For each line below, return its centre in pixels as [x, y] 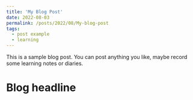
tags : [13, 29]
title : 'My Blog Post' [35, 12]
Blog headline [41, 88]
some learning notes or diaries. [45, 63]
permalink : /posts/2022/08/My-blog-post [58, 23]
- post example [31, 34]
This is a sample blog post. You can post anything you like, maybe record [97, 57]
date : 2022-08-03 [28, 17]
